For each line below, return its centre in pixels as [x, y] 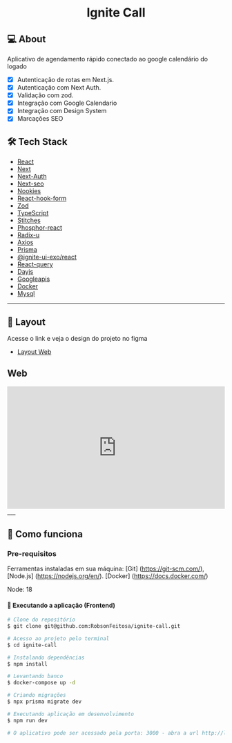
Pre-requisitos [32, 553]
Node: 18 [20, 589]
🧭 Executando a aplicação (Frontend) [61, 605]
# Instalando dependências [46, 657]
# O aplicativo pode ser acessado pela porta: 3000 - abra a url [103, 733]
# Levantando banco [35, 676]
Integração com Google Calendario [67, 103]
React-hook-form [42, 199]
